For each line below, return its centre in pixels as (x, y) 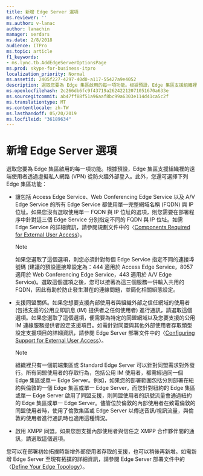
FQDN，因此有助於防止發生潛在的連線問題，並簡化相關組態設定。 (97, 290)
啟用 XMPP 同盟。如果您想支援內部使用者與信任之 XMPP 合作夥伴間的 (102, 431)
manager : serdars (28, 35)
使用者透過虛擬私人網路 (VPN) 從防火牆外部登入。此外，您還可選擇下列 (100, 176)
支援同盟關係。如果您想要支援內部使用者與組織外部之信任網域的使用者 (102, 303)
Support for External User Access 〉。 (61, 341)
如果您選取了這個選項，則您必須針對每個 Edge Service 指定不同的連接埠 (105, 260)
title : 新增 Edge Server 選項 (42, 12)
